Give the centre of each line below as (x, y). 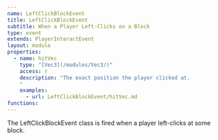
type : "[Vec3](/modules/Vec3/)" (66, 65)
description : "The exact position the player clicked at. (105, 78)
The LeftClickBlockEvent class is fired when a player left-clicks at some (109, 123)
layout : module (29, 46)
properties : (24, 52)
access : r (34, 71)
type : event (24, 33)
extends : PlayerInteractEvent (51, 39)
